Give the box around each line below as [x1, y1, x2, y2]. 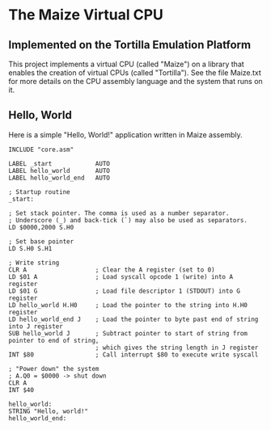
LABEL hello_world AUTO [8, 167, 111, 175]
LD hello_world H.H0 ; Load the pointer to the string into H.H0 [8, 301, 248, 309]
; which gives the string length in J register [95, 344, 259, 352]
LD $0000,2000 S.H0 [8, 223, 74, 231]
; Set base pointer [8, 237, 74, 246]
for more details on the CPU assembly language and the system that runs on [8, 77, 263, 86]
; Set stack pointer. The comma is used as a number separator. [8, 209, 230, 217]
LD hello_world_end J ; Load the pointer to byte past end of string [8, 315, 259, 323]
